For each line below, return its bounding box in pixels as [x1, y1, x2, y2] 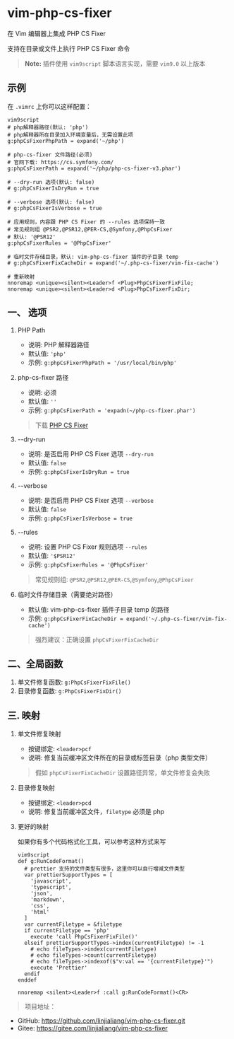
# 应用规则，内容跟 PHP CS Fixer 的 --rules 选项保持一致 [7, 218, 166, 226]
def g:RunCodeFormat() [17, 858, 85, 865]
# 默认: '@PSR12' [7, 233, 56, 240]
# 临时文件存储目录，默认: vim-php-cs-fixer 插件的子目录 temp [7, 253, 179, 260]
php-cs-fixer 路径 [17, 373, 69, 381]
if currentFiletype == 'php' [24, 927, 110, 934]
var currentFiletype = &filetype [24, 921, 123, 928]
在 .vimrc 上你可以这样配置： [7, 102, 92, 110]
